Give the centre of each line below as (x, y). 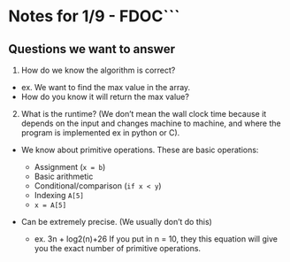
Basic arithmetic (64, 176)
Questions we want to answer (92, 49)
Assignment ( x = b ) (70, 167)
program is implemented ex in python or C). (100, 133)
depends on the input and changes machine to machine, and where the (151, 123)
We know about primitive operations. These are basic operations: (140, 150)
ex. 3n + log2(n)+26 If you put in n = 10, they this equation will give (156, 239)
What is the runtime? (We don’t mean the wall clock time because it (144, 114)
